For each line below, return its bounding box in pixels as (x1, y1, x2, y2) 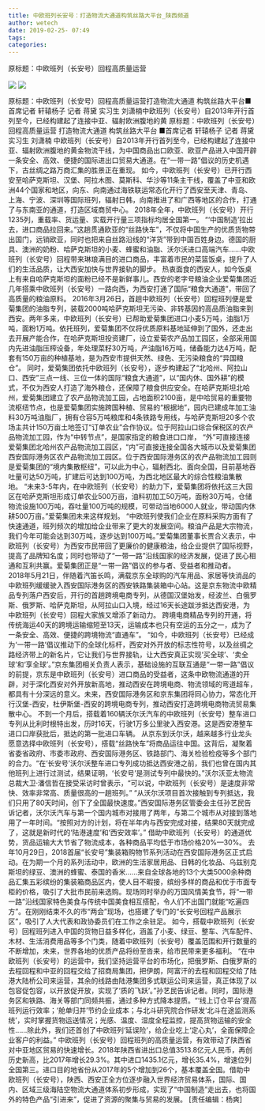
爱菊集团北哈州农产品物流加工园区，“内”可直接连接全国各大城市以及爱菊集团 (8, 442, 256, 452)
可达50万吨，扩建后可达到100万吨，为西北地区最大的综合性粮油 (21, 472, 229, 482)
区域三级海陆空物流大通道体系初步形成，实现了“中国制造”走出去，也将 (21, 1085, 250, 1094)
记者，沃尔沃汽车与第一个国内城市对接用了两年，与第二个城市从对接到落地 (14, 808, 257, 818)
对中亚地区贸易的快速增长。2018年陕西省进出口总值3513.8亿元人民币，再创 (8, 1045, 253, 1055)
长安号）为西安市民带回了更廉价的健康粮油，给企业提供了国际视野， (35, 541, 257, 550)
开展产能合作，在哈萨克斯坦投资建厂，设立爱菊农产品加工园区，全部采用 (14, 334, 250, 343)
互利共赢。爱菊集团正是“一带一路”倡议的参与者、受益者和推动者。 (21, 561, 236, 570)
